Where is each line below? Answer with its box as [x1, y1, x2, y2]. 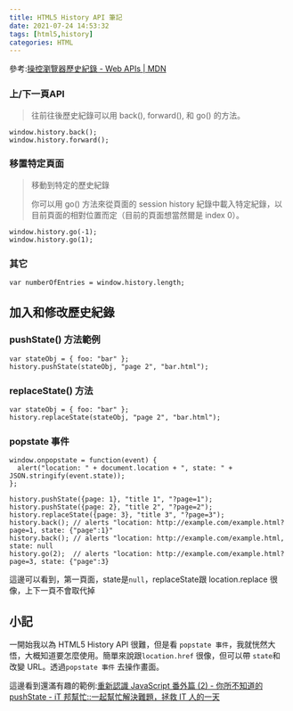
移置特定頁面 [9, 158, 65, 170]
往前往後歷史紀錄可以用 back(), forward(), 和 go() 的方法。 [30, 110, 245, 120]
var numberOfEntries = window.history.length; [9, 278, 185, 288]
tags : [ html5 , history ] [9, 29, 94, 38]
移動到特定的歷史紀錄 [30, 179, 110, 190]
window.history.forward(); [9, 135, 110, 144]
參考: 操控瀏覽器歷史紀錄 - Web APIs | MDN [9, 63, 167, 74]
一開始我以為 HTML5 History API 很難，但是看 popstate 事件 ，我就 [9, 639, 252, 650]
